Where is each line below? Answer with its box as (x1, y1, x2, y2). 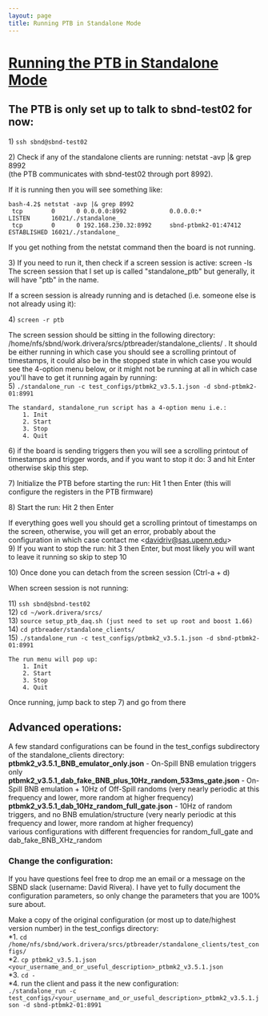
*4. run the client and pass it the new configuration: (8, 978, 179, 988)
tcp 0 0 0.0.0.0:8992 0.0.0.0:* (11, 207, 202, 215)
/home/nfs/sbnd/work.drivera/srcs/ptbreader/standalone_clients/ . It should (8, 338, 258, 348)
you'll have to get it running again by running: (8, 372, 158, 382)
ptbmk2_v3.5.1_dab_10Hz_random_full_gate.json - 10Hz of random (8, 801, 233, 811)
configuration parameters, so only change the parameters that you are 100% (8, 891, 261, 901)
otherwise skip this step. (8, 463, 90, 472)
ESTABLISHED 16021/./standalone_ (8, 228, 120, 237)
